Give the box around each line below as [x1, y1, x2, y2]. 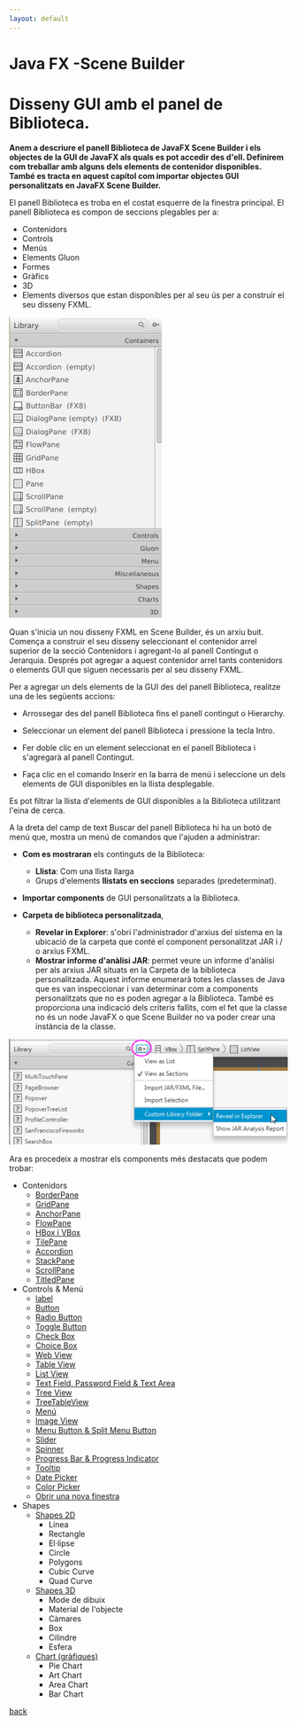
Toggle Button [34, 1322, 87, 1332]
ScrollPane [34, 1265, 75, 1276]
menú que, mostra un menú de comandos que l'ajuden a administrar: [9, 831, 261, 842]
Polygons [48, 1557, 83, 1568]
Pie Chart [48, 1660, 83, 1671]
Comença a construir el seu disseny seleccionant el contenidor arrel [9, 636, 258, 646]
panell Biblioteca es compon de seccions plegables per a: [9, 207, 219, 217]
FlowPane [34, 1218, 72, 1229]
